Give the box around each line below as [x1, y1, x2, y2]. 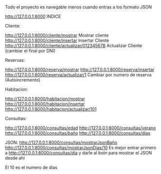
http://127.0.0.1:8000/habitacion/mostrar [5, 96, 85, 102]
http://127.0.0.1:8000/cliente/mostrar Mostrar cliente [5, 33, 109, 38]
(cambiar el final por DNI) [5, 48, 56, 53]
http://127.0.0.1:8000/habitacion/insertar [5, 101, 85, 106]
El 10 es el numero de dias [5, 165, 57, 170]
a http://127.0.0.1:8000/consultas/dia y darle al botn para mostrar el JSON [5, 150, 152, 156]
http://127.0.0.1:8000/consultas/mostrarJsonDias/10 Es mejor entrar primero [5, 145, 157, 150]
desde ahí [5, 155, 25, 161]
